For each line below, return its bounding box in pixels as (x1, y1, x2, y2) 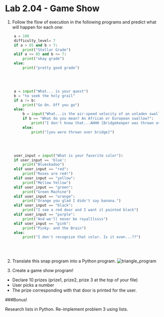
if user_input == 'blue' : (14, 158, 67, 162)
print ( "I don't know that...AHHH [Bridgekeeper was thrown (31, 120, 154, 126)
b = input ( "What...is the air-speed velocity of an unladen (22, 112, 147, 117)
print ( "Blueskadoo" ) (22, 162, 64, 167)
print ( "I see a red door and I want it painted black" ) (22, 208, 139, 213)
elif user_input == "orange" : (14, 194, 76, 199)
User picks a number (12, 282, 55, 288)
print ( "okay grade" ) (22, 57, 64, 61)
